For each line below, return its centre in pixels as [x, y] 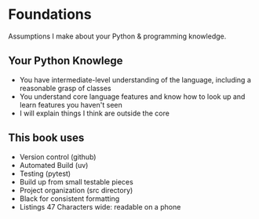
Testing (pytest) [45, 173]
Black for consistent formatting [69, 199]
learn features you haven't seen [71, 104]
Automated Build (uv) [54, 165]
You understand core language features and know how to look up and [132, 97]
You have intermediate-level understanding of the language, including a [135, 79]
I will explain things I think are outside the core [95, 113]
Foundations [50, 15]
